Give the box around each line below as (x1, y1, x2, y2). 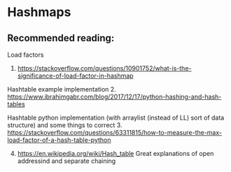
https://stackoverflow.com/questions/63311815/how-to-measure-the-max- (7, 129, 223, 136)
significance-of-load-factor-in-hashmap (17, 71, 134, 80)
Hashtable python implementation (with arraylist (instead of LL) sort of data (7, 113, 225, 122)
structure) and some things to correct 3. (7, 121, 122, 129)
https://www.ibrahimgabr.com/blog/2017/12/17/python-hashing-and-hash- (7, 92, 222, 101)
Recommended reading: (7, 32, 115, 44)
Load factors (7, 50, 44, 59)
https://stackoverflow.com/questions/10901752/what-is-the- (17, 64, 192, 72)
